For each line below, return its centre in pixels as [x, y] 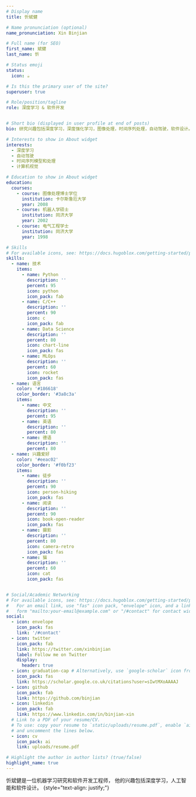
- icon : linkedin [32, 703]
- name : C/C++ [39, 302]
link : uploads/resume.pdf [48, 747]
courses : [22, 188]
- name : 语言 [26, 384]
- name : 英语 [36, 422]
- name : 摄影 [36, 530]
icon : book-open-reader [56, 519]
